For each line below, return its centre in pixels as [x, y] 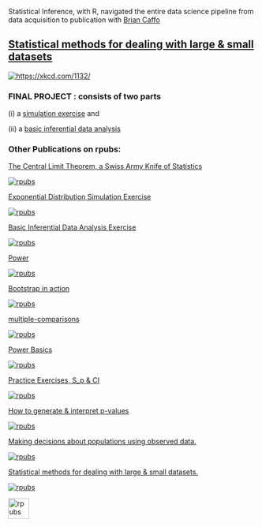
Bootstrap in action [39, 289]
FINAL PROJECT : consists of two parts [85, 96]
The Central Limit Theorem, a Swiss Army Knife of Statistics [105, 166]
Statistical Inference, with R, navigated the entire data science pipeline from [131, 11]
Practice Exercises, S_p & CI [54, 380]
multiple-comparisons [44, 320]
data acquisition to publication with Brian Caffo [84, 20]
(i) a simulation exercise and [54, 114]
